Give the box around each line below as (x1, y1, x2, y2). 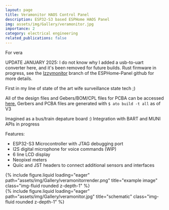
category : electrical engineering (5, 31, 78, 36)
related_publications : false (5, 36, 67, 41)
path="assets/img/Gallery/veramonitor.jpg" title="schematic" (5, 193, 133, 199)
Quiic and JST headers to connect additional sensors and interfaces (12, 162, 155, 168)
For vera (5, 49, 23, 56)
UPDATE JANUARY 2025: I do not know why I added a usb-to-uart (5, 59, 144, 65)
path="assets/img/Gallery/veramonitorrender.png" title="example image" (5, 177, 158, 183)
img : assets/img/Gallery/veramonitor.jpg (5, 21, 94, 27)
